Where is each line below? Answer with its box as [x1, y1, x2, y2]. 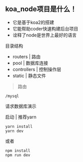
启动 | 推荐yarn [5, 114, 36, 120]
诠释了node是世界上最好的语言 [12, 32, 77, 38]
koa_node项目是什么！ [5, 5, 77, 14]
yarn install [5, 124, 33, 129]
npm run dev [5, 152, 30, 157]
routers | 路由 [12, 53, 41, 59]
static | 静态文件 [12, 73, 47, 79]
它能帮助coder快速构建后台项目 [12, 25, 78, 31]
